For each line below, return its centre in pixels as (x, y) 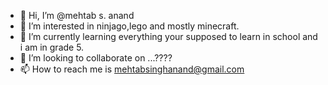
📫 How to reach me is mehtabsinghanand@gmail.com (132, 69)
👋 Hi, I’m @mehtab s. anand (77, 15)
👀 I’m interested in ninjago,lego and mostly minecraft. (129, 26)
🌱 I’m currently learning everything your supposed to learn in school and (168, 36)
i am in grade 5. (52, 47)
